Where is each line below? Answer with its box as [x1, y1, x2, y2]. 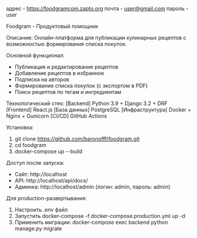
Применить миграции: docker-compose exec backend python [14, 219, 168, 226]
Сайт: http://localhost [14, 171, 67, 178]
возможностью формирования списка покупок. [6, 41, 127, 47]
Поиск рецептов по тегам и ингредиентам [14, 89, 122, 95]
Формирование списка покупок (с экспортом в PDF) [14, 82, 148, 89]
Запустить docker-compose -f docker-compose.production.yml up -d [14, 213, 186, 219]
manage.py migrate [14, 225, 62, 232]
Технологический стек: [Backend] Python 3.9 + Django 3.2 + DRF [6, 100, 168, 107]
